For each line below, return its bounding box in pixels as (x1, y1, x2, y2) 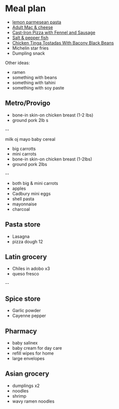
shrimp (12, 393, 27, 399)
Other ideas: (5, 60, 30, 66)
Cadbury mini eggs (12, 190, 51, 196)
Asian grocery (5, 370, 49, 378)
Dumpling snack (12, 50, 45, 56)
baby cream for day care (12, 345, 62, 351)
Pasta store (5, 221, 41, 229)
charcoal (12, 206, 30, 212)
